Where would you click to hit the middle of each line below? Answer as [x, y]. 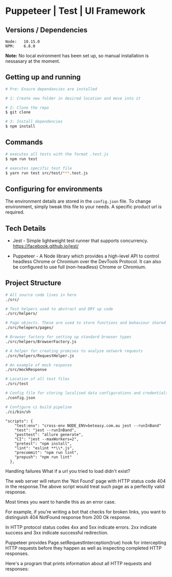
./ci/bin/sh [18, 412]
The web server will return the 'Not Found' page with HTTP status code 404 [85, 481]
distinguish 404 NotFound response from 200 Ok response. [68, 517]
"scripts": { [19, 421]
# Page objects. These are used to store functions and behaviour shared [86, 323]
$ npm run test [21, 159]
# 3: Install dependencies [34, 122]
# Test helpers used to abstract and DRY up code [59, 309]
